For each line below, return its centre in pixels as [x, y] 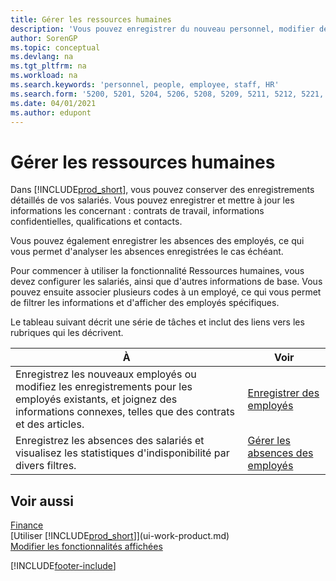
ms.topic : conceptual [55, 47]
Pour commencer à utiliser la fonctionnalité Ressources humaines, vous [157, 271]
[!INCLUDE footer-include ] [63, 566]
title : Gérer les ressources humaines [91, 19]
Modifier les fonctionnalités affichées [86, 547]
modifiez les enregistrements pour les [104, 387]
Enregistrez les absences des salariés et [110, 441]
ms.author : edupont [51, 112]
